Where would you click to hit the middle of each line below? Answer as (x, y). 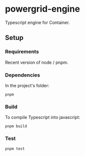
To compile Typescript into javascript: (42, 117)
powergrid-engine (42, 9)
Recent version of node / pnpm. (37, 62)
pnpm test (15, 149)
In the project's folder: (27, 85)
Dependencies (23, 75)
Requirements (22, 52)
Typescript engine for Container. (37, 22)
